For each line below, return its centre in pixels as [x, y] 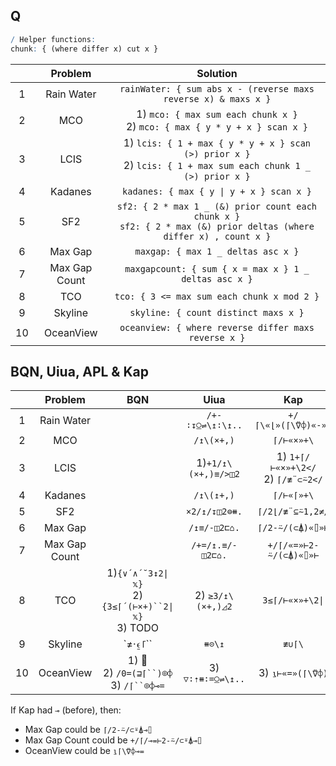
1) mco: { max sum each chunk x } [217, 114]
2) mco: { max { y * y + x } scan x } [216, 126]
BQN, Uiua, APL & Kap [79, 371]
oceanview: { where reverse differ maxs [217, 327]
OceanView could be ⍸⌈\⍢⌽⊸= [84, 751]
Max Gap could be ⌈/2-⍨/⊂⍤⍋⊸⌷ [88, 730]
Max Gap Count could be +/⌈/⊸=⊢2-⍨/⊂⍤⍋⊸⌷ [113, 740]
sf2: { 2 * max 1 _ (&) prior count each [217, 206]
